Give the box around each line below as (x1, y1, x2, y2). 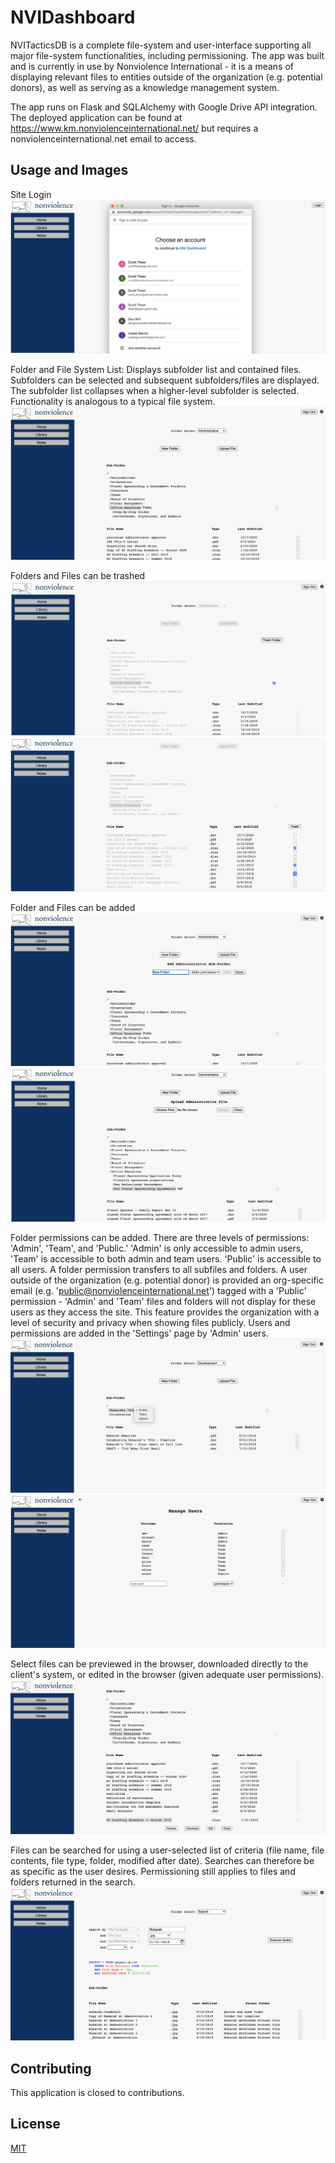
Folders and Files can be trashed (10, 570, 145, 582)
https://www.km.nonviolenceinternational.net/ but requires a (10, 122, 259, 134)
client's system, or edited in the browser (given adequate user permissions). (10, 1668, 325, 1680)
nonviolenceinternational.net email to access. (10, 132, 197, 145)
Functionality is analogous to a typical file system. (10, 396, 216, 408)
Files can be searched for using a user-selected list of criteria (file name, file (10, 1844, 325, 1856)
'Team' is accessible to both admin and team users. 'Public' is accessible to (10, 1252, 322, 1265)
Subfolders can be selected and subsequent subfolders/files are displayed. (10, 374, 320, 386)
